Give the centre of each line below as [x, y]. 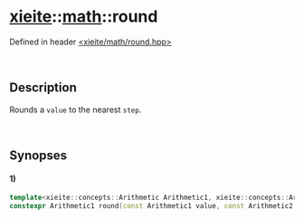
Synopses [38, 156]
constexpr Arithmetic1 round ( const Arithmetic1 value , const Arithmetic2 [152, 206]
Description [43, 88]
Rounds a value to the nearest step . [76, 109]
